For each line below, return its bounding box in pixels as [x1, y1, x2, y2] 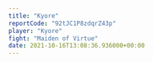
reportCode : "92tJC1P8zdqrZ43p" [8, 19, 116, 27]
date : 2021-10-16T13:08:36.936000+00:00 [8, 42, 146, 50]
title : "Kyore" [8, 11, 59, 20]
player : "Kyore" [8, 27, 62, 35]
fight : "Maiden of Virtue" [8, 34, 99, 43]
